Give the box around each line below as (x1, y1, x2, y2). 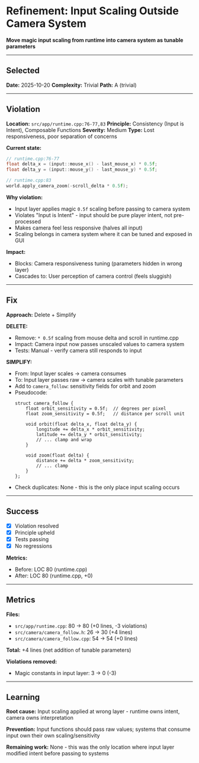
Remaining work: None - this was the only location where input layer (6, 743, 175, 751)
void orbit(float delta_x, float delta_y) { (25, 421, 137, 427)
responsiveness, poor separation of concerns (6, 133, 117, 140)
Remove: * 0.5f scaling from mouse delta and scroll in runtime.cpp (14, 334, 179, 341)
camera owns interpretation (6, 714, 74, 721)
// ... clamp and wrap (36, 437, 92, 442)
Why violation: (6, 193, 43, 200)
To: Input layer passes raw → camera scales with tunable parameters (14, 376, 184, 383)
